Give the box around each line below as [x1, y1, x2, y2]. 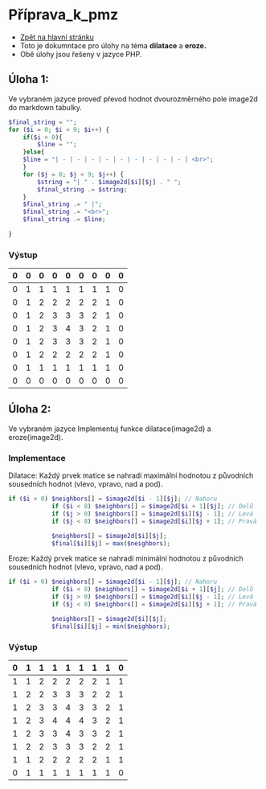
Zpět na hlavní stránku [19, 32, 95, 42]
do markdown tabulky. [8, 102, 82, 112]
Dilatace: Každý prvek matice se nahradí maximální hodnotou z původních [8, 471, 254, 480]
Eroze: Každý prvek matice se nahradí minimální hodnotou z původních [8, 553, 243, 564]
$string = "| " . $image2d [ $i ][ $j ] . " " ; [37, 178, 182, 186]
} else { [23, 148, 45, 156]
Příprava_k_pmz [8, 6, 119, 24]
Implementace [8, 452, 66, 463]
